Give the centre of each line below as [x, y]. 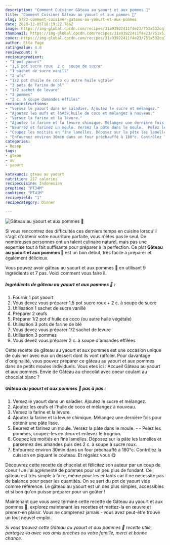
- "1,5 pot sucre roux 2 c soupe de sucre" [54, 66]
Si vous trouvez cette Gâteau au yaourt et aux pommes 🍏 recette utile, [79, 527]
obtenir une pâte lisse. [36, 423]
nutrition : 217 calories [31, 179]
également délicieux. [27, 258]
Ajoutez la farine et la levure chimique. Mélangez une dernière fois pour [87, 417]
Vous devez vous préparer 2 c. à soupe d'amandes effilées [74, 340]
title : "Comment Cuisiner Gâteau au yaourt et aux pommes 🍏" [71, 15]
